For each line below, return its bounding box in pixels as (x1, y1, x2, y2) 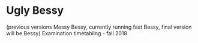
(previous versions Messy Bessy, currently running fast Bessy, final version (6, 23, 192, 30)
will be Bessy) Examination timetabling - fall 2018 (6, 29, 128, 36)
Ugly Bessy (6, 4, 64, 17)
